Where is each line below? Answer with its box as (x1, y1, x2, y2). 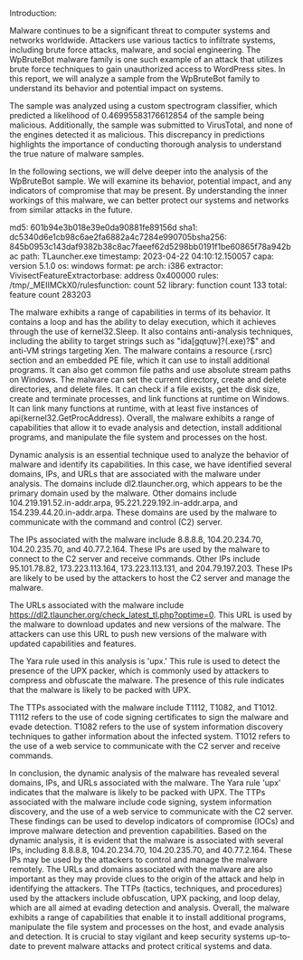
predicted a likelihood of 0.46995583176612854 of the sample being (9, 110, 265, 120)
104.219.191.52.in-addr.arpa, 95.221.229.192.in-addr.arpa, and (9, 498, 238, 508)
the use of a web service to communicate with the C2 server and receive (9, 741, 280, 751)
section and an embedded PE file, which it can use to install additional (9, 355, 270, 366)
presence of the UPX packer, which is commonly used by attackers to (9, 665, 270, 676)
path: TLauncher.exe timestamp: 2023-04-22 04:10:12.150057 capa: (20, 251, 274, 261)
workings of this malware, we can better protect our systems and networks (9, 195, 289, 205)
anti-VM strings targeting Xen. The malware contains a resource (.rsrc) (9, 346, 273, 356)
